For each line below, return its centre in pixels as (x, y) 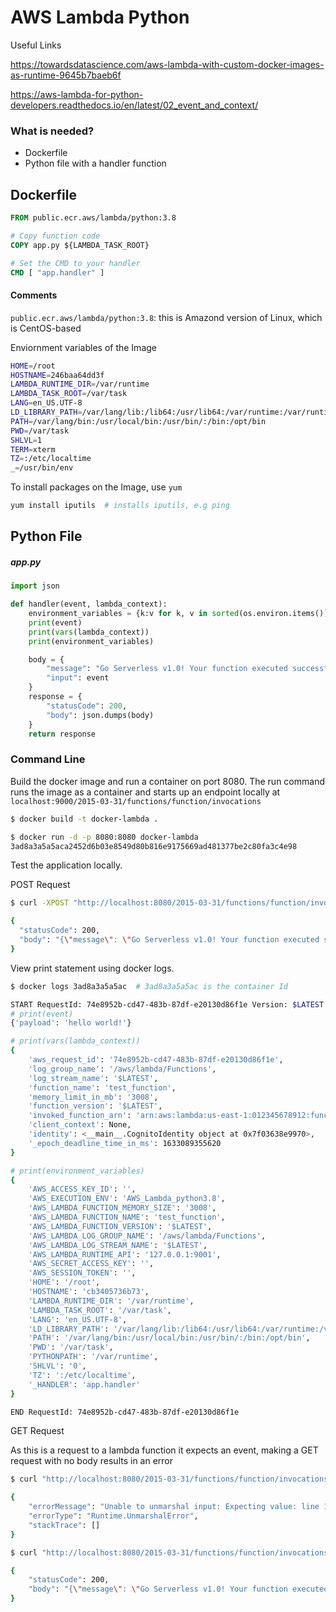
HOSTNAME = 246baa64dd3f (57, 375)
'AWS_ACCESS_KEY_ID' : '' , (82, 1189)
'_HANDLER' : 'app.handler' (84, 1384)
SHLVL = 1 (26, 440)
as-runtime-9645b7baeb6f (66, 75)
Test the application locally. (66, 865)
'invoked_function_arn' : (80, 1116)
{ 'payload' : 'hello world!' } (71, 1023)
